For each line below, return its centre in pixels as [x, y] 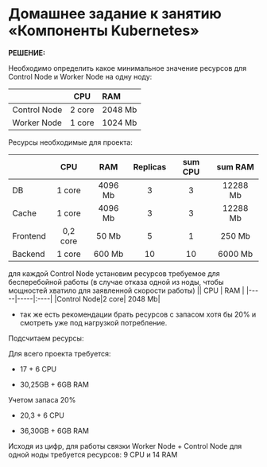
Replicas [150, 166]
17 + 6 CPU [38, 369]
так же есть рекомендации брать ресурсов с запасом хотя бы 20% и [138, 314]
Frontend [29, 235]
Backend [29, 254]
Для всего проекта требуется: [60, 353]
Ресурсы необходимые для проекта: [71, 142]
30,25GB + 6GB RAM [54, 384]
